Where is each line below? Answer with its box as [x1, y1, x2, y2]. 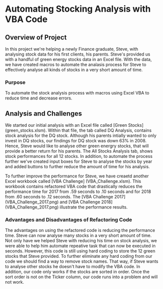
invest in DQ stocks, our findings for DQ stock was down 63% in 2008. [5, 138, 147, 144]
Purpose [5, 79, 26, 86]
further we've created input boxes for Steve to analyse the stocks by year [5, 158, 152, 164]
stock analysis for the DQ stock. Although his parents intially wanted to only [5, 133, 157, 138]
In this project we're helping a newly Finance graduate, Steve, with [5, 46, 139, 52]
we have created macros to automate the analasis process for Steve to [5, 62, 146, 67]
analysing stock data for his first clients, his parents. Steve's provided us [5, 51, 150, 57]
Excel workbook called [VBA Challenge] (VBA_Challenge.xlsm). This [5, 178, 141, 184]
